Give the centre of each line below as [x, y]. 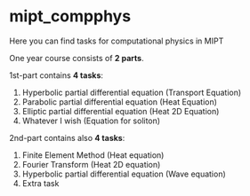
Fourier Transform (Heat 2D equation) [91, 164]
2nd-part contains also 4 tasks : [67, 137]
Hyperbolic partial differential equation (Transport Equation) [132, 92]
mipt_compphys [70, 16]
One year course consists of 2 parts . [77, 58]
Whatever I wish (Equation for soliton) [91, 121]
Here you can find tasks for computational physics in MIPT [117, 41]
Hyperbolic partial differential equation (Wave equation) [124, 174]
